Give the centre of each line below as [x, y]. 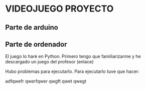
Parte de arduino [32, 27]
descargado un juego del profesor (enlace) [49, 62]
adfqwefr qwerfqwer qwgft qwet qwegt [46, 81]
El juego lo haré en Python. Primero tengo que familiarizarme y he [73, 56]
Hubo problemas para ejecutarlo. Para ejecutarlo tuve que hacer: [72, 71]
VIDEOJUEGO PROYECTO [59, 9]
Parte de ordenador [36, 44]
